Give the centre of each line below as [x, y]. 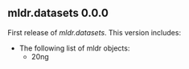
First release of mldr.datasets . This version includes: [94, 32]
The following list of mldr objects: [74, 48]
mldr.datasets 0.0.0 [58, 13]
